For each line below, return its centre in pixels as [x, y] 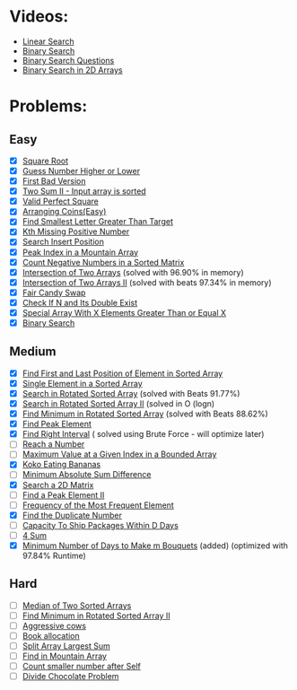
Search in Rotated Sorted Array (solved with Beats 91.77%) [131, 393]
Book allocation [51, 635]
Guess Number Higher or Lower [81, 171]
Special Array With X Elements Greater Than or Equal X [124, 312]
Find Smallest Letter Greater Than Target [97, 222]
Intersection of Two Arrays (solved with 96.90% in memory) [133, 272]
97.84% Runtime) [54, 555]
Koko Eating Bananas [61, 465]
